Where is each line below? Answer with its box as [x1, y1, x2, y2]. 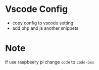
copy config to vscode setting [12, 20, 74, 26]
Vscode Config [5, 3, 68, 15]
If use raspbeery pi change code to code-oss [5, 59, 95, 65]
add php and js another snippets [12, 25, 79, 31]
